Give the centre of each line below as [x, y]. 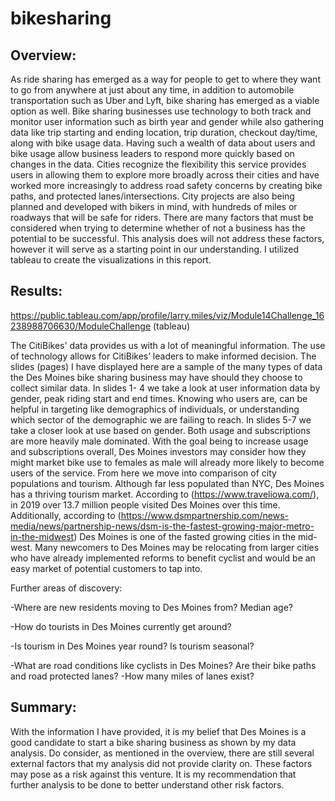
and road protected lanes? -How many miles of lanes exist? [132, 676]
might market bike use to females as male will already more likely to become [167, 462]
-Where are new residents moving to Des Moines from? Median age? [152, 607]
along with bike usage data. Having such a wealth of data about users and [163, 143]
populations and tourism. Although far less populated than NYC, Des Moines [167, 483]
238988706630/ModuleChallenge [81, 326]
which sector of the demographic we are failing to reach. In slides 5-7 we [161, 419]
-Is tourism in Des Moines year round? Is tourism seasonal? [132, 646]
